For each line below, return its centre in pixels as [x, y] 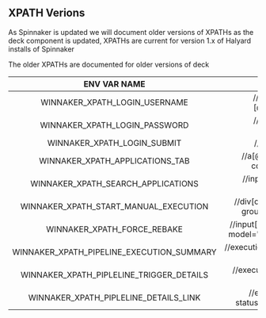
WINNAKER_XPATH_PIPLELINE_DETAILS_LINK [114, 297]
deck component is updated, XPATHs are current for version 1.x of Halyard [130, 40]
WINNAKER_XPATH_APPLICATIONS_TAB [114, 160]
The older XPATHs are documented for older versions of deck [109, 64]
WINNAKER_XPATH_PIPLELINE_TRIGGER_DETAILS [114, 274]
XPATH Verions [47, 13]
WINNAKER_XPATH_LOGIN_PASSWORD [114, 125]
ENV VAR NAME [114, 84]
